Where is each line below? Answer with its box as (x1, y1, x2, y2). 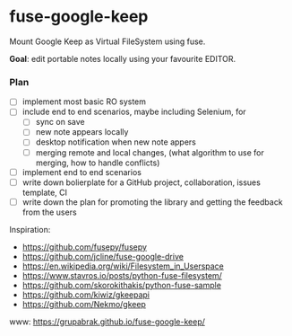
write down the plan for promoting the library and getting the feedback (21, 196, 284, 208)
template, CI (21, 187, 68, 198)
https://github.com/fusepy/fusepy (21, 241, 148, 252)
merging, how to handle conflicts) (35, 157, 160, 168)
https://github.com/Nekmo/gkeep (21, 298, 146, 309)
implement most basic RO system (21, 96, 146, 107)
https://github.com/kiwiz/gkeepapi (21, 289, 150, 300)
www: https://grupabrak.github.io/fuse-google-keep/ (9, 316, 206, 327)
